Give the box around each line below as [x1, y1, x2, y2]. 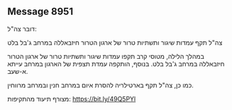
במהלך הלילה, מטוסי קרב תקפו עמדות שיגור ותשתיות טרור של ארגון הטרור [7, 52, 204, 60]
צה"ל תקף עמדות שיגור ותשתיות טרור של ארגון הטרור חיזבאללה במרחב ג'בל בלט [7, 38, 223, 47]
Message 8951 [7, 6, 73, 18]
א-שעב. [7, 67, 28, 75]
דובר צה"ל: [7, 24, 37, 33]
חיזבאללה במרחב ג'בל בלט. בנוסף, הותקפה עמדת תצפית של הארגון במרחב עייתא [7, 60, 225, 68]
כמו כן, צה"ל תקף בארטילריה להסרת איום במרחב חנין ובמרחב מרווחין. [7, 81, 194, 89]
